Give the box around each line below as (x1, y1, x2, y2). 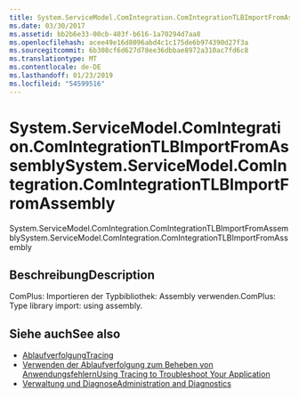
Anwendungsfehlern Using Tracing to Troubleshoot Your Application (21, 369, 271, 379)
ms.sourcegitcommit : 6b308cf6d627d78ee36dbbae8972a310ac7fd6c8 (9, 46, 249, 55)
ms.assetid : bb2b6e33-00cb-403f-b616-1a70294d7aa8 (9, 29, 201, 38)
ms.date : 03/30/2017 (9, 21, 86, 30)
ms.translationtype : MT (9, 54, 98, 63)
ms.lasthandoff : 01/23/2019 (9, 71, 114, 80)
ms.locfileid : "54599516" (9, 79, 105, 88)
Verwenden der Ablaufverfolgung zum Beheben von (21, 360, 214, 370)
